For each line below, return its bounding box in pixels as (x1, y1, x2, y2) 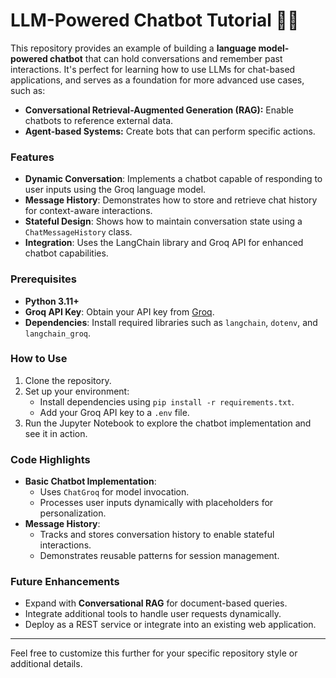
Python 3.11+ (24, 295, 80, 307)
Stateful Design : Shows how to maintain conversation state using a (24, 215, 303, 228)
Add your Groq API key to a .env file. (39, 406, 190, 418)
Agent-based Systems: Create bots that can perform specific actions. (24, 125, 316, 137)
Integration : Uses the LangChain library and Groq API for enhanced (24, 237, 304, 249)
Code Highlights (10, 452, 91, 466)
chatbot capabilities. (24, 247, 109, 259)
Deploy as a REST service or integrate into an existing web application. (24, 619, 317, 631)
